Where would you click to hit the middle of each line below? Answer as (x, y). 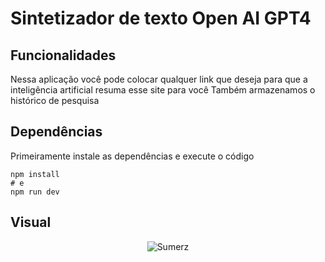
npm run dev (35, 192)
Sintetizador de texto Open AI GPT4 (161, 18)
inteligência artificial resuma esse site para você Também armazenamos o (163, 90)
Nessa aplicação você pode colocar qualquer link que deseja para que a (159, 79)
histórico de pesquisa (55, 100)
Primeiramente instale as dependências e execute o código (132, 156)
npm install (35, 174)
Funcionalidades (63, 55)
